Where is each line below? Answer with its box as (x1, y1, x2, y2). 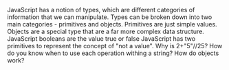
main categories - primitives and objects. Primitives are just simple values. (7, 20, 218, 28)
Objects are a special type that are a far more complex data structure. (7, 27, 204, 35)
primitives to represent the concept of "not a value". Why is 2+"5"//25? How (7, 42, 223, 50)
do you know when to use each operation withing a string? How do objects (7, 49, 219, 57)
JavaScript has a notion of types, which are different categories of (7, 6, 195, 14)
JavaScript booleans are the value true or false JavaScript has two (7, 35, 196, 43)
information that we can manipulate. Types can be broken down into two (7, 13, 212, 21)
